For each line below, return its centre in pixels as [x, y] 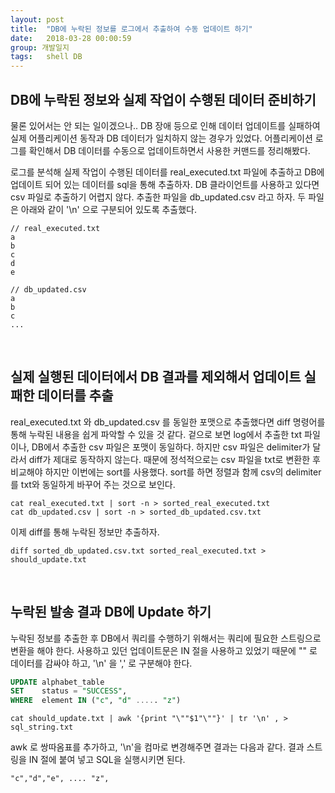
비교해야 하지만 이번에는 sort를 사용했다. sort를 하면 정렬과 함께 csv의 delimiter [166, 472]
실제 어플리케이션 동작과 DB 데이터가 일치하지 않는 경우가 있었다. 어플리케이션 [161, 138]
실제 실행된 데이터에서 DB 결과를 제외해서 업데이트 [156, 377]
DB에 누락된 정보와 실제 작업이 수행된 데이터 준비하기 [163, 99]
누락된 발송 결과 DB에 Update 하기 [111, 612]
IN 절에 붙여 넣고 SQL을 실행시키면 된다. [107, 760]
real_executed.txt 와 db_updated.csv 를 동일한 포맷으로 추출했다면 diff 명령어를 [168, 422]
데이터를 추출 [75, 396]
